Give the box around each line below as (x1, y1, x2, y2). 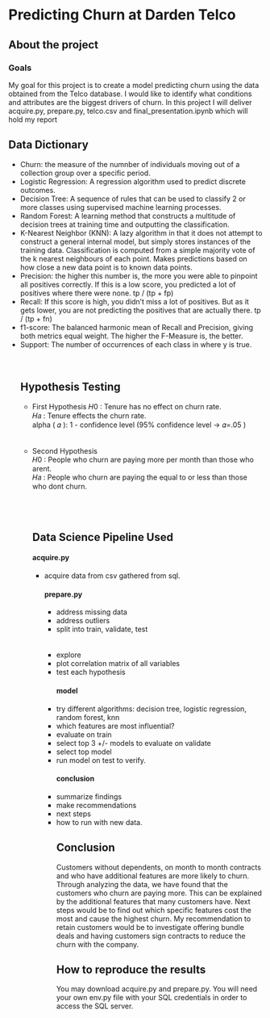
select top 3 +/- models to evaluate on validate (56, 738, 212, 748)
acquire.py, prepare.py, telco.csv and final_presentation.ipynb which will (8, 106, 248, 115)
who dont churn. (31, 481, 87, 491)
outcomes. (19, 185, 56, 195)
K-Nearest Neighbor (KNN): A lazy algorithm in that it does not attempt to (19, 228, 263, 237)
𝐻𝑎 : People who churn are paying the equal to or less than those (31, 472, 247, 482)
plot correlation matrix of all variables (56, 659, 180, 668)
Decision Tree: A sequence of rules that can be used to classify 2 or (19, 194, 246, 203)
